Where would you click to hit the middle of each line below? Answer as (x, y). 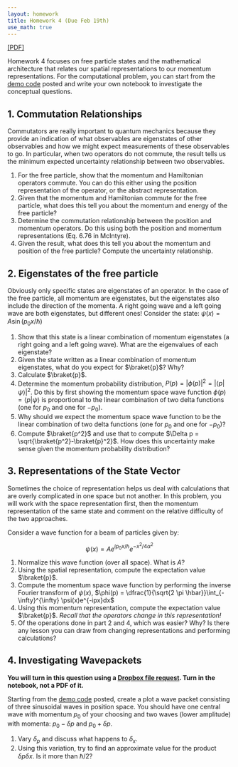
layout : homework (33, 14)
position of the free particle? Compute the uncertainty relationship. (115, 251)
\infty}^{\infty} (38, 600)
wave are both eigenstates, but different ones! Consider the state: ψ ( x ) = (114, 313)
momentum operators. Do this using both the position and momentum (119, 228)
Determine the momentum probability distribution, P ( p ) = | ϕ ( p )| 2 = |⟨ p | (121, 383)
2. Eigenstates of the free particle (83, 273)
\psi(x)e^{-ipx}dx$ (88, 600)
